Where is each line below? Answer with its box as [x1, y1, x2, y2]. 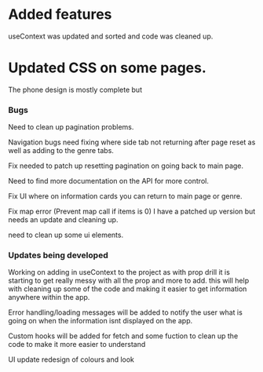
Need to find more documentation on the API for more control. [8, 177, 210, 186]
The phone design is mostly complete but [8, 85, 143, 94]
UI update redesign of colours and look [8, 355, 135, 364]
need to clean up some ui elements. [8, 230, 124, 240]
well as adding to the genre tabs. [8, 146, 114, 155]
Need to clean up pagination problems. [8, 122, 134, 132]
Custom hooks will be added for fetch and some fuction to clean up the [8, 331, 239, 341]
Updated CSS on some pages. [8, 59, 206, 77]
